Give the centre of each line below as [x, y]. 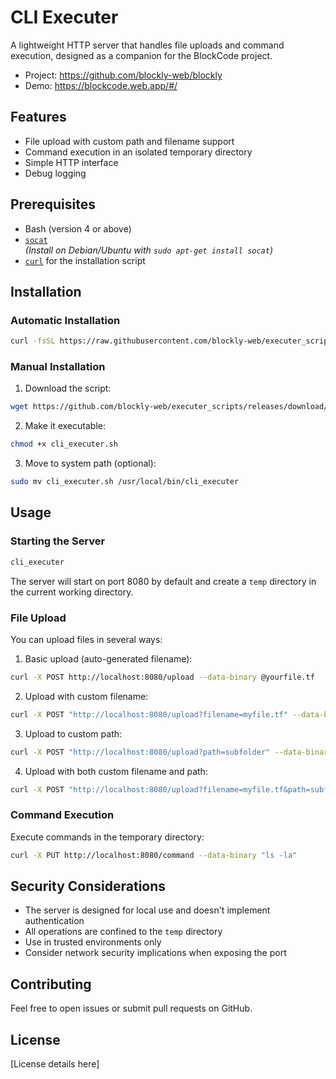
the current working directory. [72, 592]
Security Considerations [88, 886]
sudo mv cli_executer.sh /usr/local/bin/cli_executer [125, 482]
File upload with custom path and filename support [129, 141]
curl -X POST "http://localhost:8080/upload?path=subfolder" [140, 752]
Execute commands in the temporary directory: [107, 837]
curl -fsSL [33, 341]
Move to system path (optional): [90, 463]
